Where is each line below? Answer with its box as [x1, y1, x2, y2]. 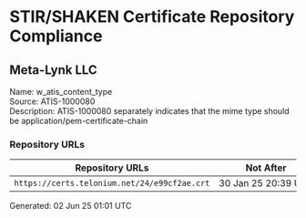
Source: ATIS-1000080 [9, 96, 96, 107]
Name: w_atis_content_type [9, 87, 113, 97]
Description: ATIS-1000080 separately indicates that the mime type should [9, 106, 290, 116]
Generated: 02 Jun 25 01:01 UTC [9, 201, 132, 212]
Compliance [9, 26, 103, 47]
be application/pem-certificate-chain [9, 116, 148, 126]
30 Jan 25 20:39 [218, 177, 292, 190]
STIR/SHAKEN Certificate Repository [9, 6, 295, 27]
